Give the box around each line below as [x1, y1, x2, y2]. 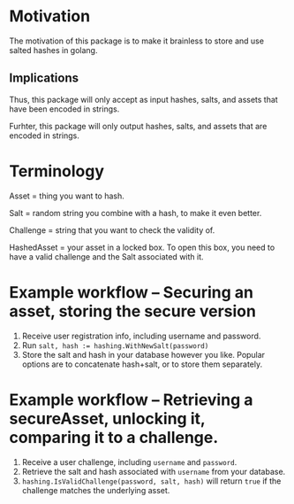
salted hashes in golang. [9, 44, 98, 55]
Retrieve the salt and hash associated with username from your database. [21, 466, 286, 477]
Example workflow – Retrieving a [9, 390, 253, 409]
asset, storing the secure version [9, 301, 256, 321]
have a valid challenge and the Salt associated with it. [9, 251, 205, 262]
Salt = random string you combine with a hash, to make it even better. [9, 207, 262, 218]
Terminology [9, 161, 104, 181]
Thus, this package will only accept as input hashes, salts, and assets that [9, 94, 278, 105]
